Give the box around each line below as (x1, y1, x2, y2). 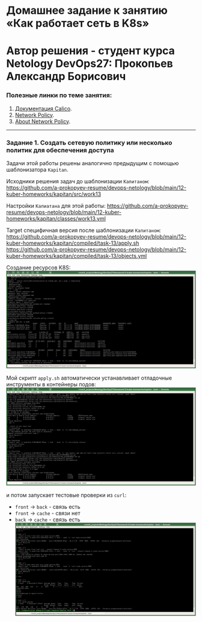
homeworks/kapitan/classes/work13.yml (6, 215, 106, 222)
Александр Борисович (6, 70, 126, 83)
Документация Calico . (14, 105, 72, 112)
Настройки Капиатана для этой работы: (6, 202, 106, 209)
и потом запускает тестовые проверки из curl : (6, 491, 127, 498)
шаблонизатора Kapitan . (6, 166, 69, 173)
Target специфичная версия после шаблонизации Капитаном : (6, 227, 161, 234)
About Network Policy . (14, 118, 71, 125)
